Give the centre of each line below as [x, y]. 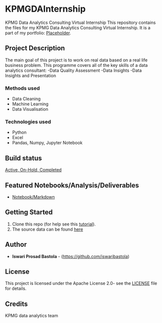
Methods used [22, 88]
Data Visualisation [30, 109]
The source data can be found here [48, 229]
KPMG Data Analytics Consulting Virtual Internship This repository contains [81, 22]
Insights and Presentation [31, 75]
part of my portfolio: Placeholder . [38, 33]
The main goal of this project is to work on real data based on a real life [76, 60]
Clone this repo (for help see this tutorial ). [54, 224]
